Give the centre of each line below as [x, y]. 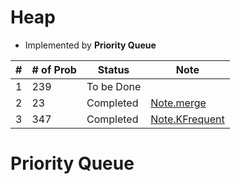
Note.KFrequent [187, 119]
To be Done [114, 86]
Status [113, 69]
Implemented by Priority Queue [90, 45]
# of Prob [54, 69]
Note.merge [178, 103]
